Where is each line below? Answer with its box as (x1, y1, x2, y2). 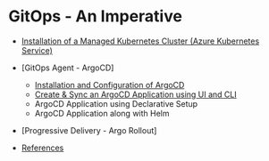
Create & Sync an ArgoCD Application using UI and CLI (34, 89, 238, 100)
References (21, 142, 64, 153)
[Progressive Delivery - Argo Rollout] (21, 125, 157, 135)
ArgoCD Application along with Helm (34, 108, 170, 118)
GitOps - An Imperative (8, 6, 182, 27)
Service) (21, 44, 53, 55)
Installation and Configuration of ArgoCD (34, 79, 185, 90)
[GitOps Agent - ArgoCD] (21, 62, 114, 73)
